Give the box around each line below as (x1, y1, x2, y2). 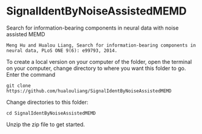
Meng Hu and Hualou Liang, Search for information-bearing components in (6, 42, 197, 48)
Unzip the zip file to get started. (6, 121, 85, 128)
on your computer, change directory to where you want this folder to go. (6, 65, 186, 72)
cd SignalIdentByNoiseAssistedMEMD (6, 110, 96, 116)
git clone (6, 83, 31, 89)
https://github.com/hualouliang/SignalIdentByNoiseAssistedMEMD (6, 88, 172, 94)
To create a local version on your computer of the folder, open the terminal (6, 58, 192, 65)
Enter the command (6, 71, 56, 78)
